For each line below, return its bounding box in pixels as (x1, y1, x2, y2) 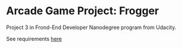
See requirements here (6, 35, 62, 42)
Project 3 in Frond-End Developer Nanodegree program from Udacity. (6, 24, 177, 31)
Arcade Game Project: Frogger (6, 4, 159, 18)
